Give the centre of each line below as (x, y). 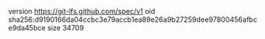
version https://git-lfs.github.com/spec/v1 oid (82, 11)
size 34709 (66, 28)
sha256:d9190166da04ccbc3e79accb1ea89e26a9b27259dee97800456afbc (133, 19)
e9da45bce (27, 28)
